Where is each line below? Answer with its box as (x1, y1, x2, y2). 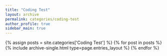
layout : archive (5, 12, 39, 17)
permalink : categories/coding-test (5, 16, 79, 21)
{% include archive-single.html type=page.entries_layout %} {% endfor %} (5, 45, 159, 51)
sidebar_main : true (5, 26, 46, 31)
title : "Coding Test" (5, 7, 50, 12)
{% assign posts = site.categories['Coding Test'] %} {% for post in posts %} (5, 39, 162, 45)
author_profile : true (5, 21, 50, 26)
